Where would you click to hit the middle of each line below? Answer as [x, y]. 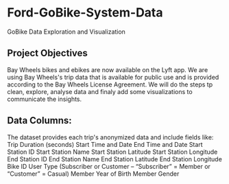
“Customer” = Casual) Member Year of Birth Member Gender [93, 174]
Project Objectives [47, 53]
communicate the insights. [45, 99]
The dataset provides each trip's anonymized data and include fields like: [110, 137]
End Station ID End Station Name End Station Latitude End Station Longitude [115, 159]
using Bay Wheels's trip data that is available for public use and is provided [113, 77]
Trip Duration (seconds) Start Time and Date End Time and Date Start [105, 144]
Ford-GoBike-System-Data [85, 13]
